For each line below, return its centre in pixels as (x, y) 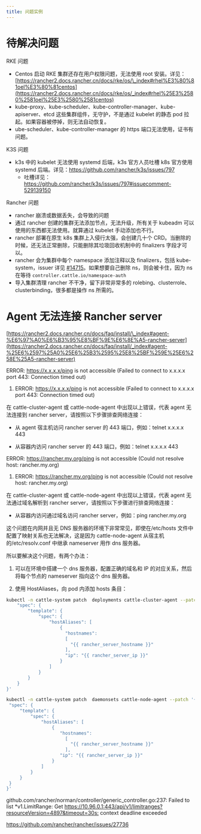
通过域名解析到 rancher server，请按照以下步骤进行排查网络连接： (93, 502)
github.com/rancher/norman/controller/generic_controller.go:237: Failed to (98, 800)
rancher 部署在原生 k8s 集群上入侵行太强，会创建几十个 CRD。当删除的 (103, 238)
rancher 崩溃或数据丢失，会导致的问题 (62, 215)
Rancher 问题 (22, 202)
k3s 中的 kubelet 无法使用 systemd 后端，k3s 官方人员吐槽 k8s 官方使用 (103, 162)
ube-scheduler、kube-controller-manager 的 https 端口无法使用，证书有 (104, 129)
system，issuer (34, 268)
